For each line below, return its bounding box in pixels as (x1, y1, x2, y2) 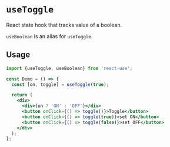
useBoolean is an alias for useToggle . (6, 32, 93, 39)
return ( (11, 92, 33, 98)
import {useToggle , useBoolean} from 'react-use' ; (6, 65, 133, 71)
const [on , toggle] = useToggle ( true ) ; (11, 81, 109, 88)
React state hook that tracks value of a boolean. (6, 21, 122, 28)
